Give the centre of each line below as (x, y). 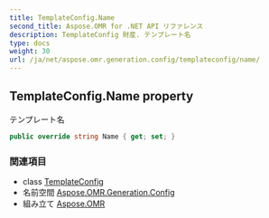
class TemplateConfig (63, 181)
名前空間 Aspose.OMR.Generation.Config (98, 192)
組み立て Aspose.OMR (64, 204)
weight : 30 (30, 52)
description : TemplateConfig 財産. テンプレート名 (100, 34)
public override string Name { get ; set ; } (93, 137)
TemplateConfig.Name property (102, 96)
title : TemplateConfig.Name (62, 18)
